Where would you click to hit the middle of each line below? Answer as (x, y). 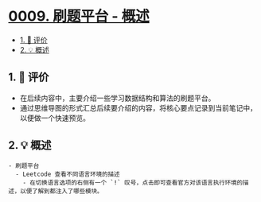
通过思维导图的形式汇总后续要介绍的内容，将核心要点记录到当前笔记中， (138, 107)
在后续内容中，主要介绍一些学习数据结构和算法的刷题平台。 (117, 98)
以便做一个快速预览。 (55, 118)
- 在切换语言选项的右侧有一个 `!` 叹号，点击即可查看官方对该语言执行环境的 (133, 183)
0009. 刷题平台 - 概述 (79, 16)
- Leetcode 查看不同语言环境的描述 (68, 174)
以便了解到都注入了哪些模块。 (61, 191)
